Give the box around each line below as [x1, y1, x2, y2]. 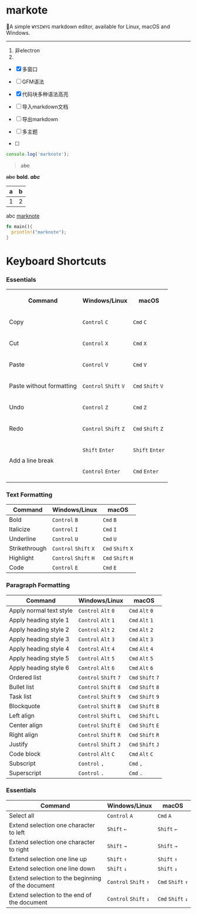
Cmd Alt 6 [128, 665, 154, 671]
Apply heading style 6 [9, 663, 69, 672]
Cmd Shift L [128, 712, 159, 719]
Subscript [9, 759, 36, 768]
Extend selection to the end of [9, 890, 92, 899]
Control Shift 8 [78, 683, 121, 690]
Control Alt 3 [78, 636, 115, 643]
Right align [9, 730, 38, 739]
